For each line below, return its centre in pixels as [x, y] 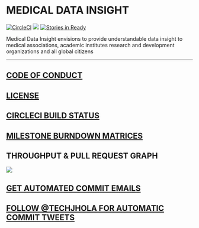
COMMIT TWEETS [41, 218]
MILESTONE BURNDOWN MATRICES [75, 136]
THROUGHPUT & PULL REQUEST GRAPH [82, 156]
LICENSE [23, 95]
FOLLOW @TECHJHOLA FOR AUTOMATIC [85, 208]
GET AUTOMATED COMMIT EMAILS [73, 188]
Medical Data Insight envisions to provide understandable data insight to [94, 38]
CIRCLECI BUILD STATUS [53, 116]
